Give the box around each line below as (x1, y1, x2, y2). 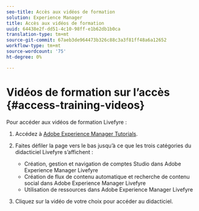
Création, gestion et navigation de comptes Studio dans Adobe (24, 160, 181, 167)
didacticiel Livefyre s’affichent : (15, 148, 93, 155)
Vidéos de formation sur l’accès (6, 85, 170, 99)
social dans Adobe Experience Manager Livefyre (24, 179, 146, 187)
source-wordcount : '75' (6, 49, 67, 55)
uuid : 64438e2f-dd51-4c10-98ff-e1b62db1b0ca (6, 25, 121, 32)
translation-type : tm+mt (6, 32, 69, 38)
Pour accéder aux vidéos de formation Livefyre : (6, 118, 127, 126)
